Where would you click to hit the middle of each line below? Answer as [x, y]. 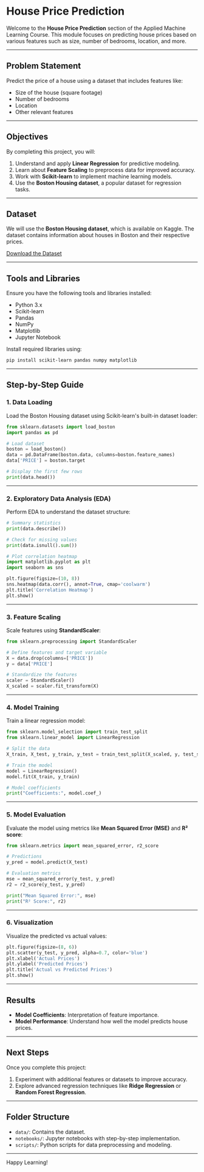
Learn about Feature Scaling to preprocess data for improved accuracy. [105, 170]
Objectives [27, 137]
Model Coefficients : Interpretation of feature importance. [87, 1015]
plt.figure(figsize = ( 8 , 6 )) [42, 947]
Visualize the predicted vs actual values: [57, 936]
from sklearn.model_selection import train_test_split [77, 732]
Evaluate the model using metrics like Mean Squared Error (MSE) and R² [97, 828]
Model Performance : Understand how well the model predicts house [101, 1021]
